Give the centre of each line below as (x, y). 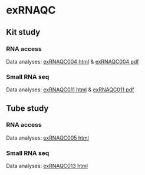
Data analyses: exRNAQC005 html (48, 138)
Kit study (23, 32)
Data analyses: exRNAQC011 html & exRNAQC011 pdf (70, 90)
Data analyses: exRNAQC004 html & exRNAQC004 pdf (73, 61)
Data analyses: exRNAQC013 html (47, 166)
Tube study (27, 108)
